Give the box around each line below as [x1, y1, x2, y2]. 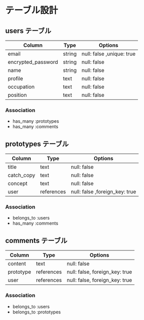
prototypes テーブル [5, 139, 69, 148]
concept [8, 180, 28, 187]
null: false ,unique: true [81, 50, 135, 57]
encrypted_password [8, 59, 58, 65]
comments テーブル [5, 236, 68, 245]
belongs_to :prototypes [12, 309, 61, 315]
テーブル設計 [5, 5, 58, 16]
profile [8, 75, 24, 82]
